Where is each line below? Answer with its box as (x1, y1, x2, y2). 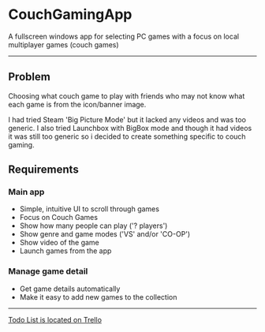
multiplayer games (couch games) (8, 39, 120, 49)
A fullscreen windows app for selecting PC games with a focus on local (8, 32, 239, 41)
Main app (8, 187, 45, 198)
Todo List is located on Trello (8, 315, 103, 324)
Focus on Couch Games (19, 213, 99, 222)
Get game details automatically (19, 284, 121, 293)
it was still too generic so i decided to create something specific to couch (8, 132, 246, 141)
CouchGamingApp (8, 6, 132, 24)
